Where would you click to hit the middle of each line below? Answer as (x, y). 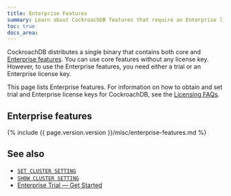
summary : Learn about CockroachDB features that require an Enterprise (112, 20)
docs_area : (23, 33)
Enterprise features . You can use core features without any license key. (108, 60)
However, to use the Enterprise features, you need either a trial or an (104, 66)
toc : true (21, 26)
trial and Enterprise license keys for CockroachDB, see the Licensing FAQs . (113, 95)
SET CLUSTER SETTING (46, 171)
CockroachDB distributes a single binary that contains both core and (104, 52)
